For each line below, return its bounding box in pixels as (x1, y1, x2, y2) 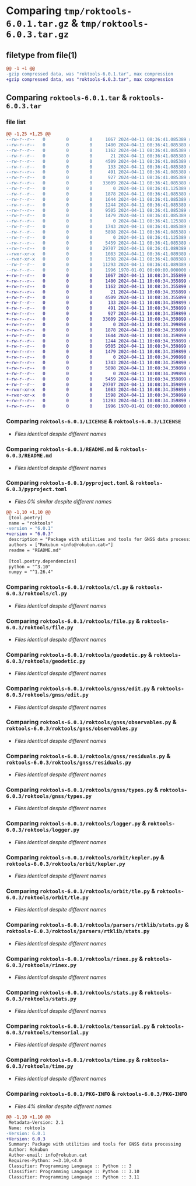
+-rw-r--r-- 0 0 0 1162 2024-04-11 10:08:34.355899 (6, 283, 187, 289)
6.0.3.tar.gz (6, 29, 69, 40)
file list (6, 118, 26, 126)
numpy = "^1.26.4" (8, 569, 54, 575)
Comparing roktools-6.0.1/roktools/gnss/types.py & (6, 786, 159, 794)
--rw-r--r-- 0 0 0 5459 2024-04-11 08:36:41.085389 (6, 240, 187, 246)
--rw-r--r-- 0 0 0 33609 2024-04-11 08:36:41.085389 (6, 180, 187, 186)
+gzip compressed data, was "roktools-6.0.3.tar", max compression (6, 76, 174, 83)
